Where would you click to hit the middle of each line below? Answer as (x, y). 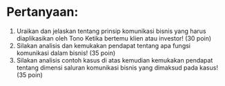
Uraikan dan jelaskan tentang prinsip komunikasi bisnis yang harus (111, 31)
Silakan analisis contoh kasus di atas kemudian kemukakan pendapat (115, 60)
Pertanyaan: (42, 12)
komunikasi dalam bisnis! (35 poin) (66, 53)
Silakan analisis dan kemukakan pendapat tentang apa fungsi (104, 45)
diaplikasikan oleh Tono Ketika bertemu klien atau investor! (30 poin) (114, 38)
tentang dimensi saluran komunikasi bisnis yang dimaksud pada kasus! (117, 67)
